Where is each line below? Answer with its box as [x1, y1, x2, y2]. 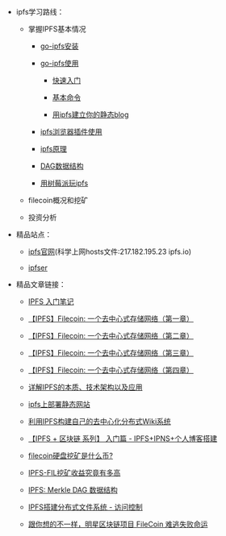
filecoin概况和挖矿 [27, 196, 89, 205]
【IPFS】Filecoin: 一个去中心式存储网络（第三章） [27, 348, 194, 357]
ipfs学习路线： [15, 7, 65, 16]
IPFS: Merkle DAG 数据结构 [27, 485, 119, 494]
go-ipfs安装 [40, 41, 79, 51]
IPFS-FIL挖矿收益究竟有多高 [27, 468, 121, 477]
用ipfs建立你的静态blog [52, 110, 129, 119]
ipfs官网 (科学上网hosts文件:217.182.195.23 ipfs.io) [27, 247, 192, 256]
